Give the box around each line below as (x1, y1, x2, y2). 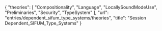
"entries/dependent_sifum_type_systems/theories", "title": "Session (5, 15, 146, 20)
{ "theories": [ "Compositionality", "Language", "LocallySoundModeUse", (5, 4, 157, 10)
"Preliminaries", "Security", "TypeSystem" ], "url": (5, 9, 109, 15)
